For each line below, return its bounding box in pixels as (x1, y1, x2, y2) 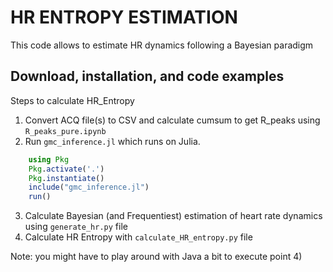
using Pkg (28, 154, 70, 165)
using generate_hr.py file (24, 221, 128, 233)
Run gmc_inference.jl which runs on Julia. (24, 135, 201, 147)
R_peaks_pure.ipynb (24, 126, 107, 136)
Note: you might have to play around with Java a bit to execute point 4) (10, 251, 303, 263)
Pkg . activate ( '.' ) (28, 164, 105, 174)
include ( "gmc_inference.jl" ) (28, 182, 150, 193)
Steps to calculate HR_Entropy (10, 94, 135, 106)
